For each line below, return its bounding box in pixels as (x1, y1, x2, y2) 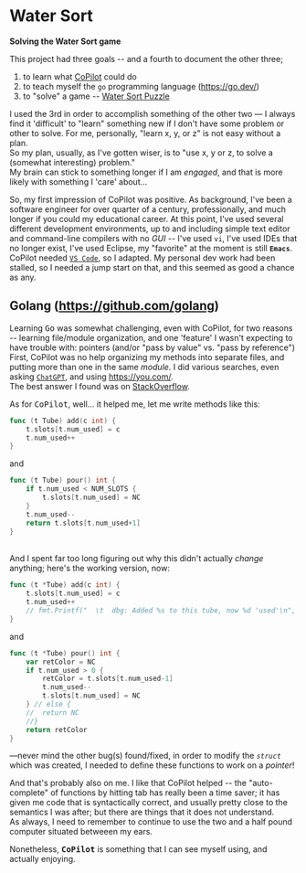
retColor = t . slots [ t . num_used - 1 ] (42, 674, 174, 684)
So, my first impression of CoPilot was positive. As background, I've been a (9, 194, 292, 205)
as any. (9, 271, 37, 282)
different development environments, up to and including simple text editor (9, 223, 290, 234)
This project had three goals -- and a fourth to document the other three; (9, 53, 283, 64)
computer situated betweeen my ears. (9, 826, 153, 837)
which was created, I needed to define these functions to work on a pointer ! (9, 760, 295, 771)
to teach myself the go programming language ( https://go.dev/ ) (22, 80, 260, 91)
